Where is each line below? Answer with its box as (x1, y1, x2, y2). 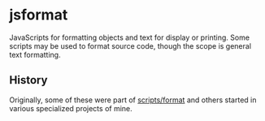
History (9, 73, 48, 87)
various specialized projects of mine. (9, 103, 132, 113)
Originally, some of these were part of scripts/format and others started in (9, 95, 257, 105)
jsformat (9, 6, 68, 24)
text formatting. (9, 50, 61, 59)
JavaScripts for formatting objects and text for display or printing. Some (9, 32, 250, 42)
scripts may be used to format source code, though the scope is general (9, 41, 251, 50)
